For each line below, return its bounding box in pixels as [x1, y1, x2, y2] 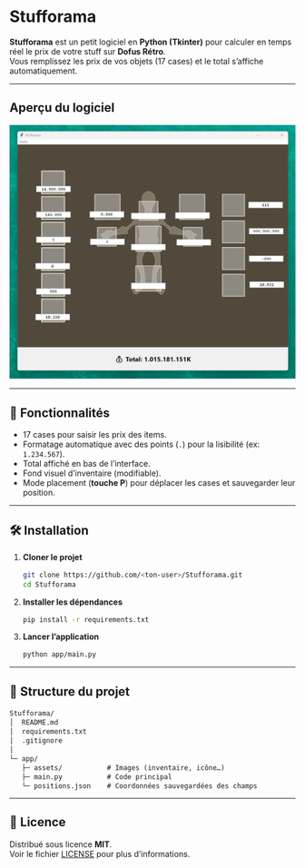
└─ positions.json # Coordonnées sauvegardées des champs [21, 782, 258, 791]
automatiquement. [9, 65, 78, 76]
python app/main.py [22, 650, 97, 659]
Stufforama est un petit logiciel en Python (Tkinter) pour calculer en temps [9, 36, 292, 47]
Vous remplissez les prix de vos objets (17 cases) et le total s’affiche [9, 55, 264, 66]
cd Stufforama [22, 579, 76, 589]
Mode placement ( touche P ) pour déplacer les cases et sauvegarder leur [22, 477, 296, 488]
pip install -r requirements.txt [22, 615, 150, 624]
